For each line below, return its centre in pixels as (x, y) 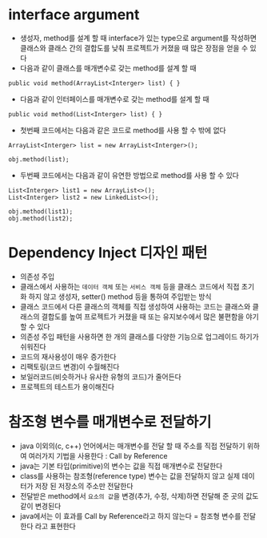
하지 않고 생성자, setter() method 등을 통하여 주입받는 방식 (120, 296)
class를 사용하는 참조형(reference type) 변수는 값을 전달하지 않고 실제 (130, 475)
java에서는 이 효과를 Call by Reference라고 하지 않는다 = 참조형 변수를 (130, 516)
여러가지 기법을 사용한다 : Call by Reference (98, 455)
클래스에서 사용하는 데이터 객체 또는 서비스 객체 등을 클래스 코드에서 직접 (130, 286)
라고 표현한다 (55, 526)
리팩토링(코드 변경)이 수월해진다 (70, 366)
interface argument (74, 15)
